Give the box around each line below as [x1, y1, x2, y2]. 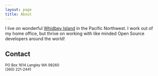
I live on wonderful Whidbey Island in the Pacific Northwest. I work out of [5, 25, 154, 31]
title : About [5, 12, 32, 17]
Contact [5, 50, 31, 58]
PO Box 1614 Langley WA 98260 [5, 63, 60, 68]
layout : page [5, 7, 32, 12]
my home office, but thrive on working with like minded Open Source [5, 30, 145, 36]
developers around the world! [5, 35, 65, 42]
